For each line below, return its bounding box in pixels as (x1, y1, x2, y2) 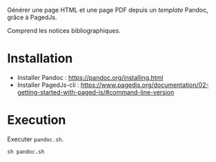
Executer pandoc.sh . (7, 134, 64, 143)
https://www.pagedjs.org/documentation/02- (80, 81, 209, 89)
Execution (7, 112, 66, 128)
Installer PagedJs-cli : (17, 81, 79, 89)
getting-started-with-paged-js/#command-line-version (17, 88, 175, 96)
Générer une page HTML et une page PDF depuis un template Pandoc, (7, 6, 208, 14)
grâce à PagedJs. (7, 13, 57, 21)
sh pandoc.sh (7, 148, 45, 155)
